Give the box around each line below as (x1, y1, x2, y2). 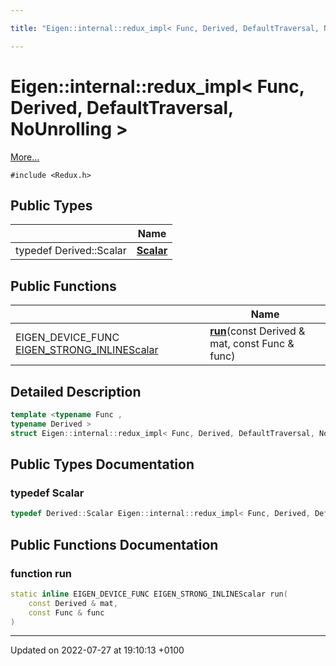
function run (10, 566, 73, 580)
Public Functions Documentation (10, 536, 219, 553)
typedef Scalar (10, 486, 85, 500)
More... (10, 151, 40, 163)
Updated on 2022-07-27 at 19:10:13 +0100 (10, 644, 185, 656)
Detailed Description (10, 383, 142, 400)
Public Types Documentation (10, 456, 195, 473)
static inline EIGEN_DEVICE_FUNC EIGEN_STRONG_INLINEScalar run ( (10, 589, 288, 599)
